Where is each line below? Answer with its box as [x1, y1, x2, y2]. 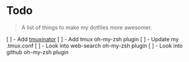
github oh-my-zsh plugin [6, 48, 69, 55]
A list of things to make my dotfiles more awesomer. [21, 24, 152, 31]
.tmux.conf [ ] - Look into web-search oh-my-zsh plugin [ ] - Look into [6, 42, 183, 49]
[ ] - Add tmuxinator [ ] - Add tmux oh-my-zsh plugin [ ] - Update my [6, 35, 179, 43]
